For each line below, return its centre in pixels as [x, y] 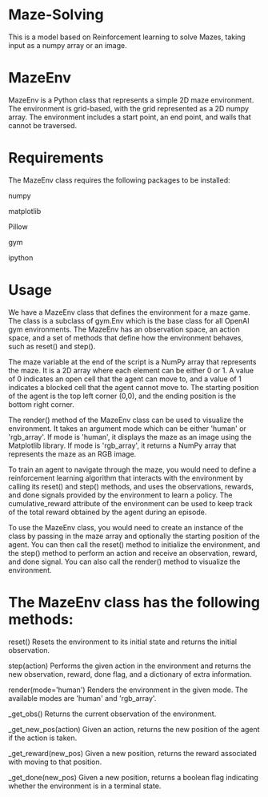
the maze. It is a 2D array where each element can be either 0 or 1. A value [131, 370]
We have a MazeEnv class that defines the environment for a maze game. [129, 312]
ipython [21, 257]
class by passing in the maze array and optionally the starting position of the [134, 536]
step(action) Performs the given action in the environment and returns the [130, 666]
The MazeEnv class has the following [134, 602]
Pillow [18, 227]
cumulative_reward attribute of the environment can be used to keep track [131, 503]
